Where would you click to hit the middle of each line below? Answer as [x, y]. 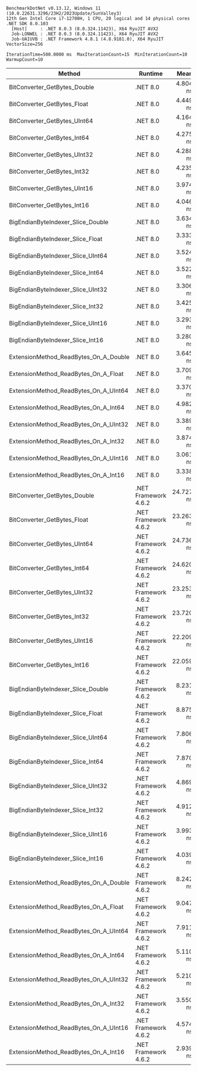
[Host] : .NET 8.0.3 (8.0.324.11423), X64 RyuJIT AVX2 [85, 29]
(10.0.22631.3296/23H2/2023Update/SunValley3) [64, 13]
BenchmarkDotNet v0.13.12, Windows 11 [53, 8]
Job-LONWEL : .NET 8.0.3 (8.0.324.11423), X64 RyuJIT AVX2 [85, 34]
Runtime [151, 74]
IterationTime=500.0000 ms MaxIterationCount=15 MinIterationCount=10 [97, 55]
